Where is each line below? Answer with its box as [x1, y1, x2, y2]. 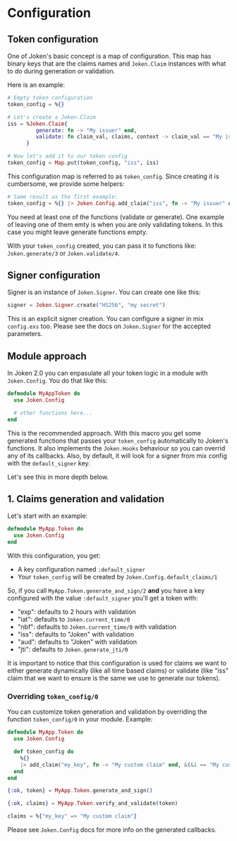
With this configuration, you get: [7, 552, 101, 560]
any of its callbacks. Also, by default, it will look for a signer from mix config [7, 451, 228, 460]
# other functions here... [13, 409, 93, 417]
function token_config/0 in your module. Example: [7, 715, 153, 724]
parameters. [7, 330, 43, 338]
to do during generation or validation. [7, 67, 116, 75]
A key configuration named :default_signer [17, 565, 146, 574]
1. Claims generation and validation [7, 493, 164, 505]
